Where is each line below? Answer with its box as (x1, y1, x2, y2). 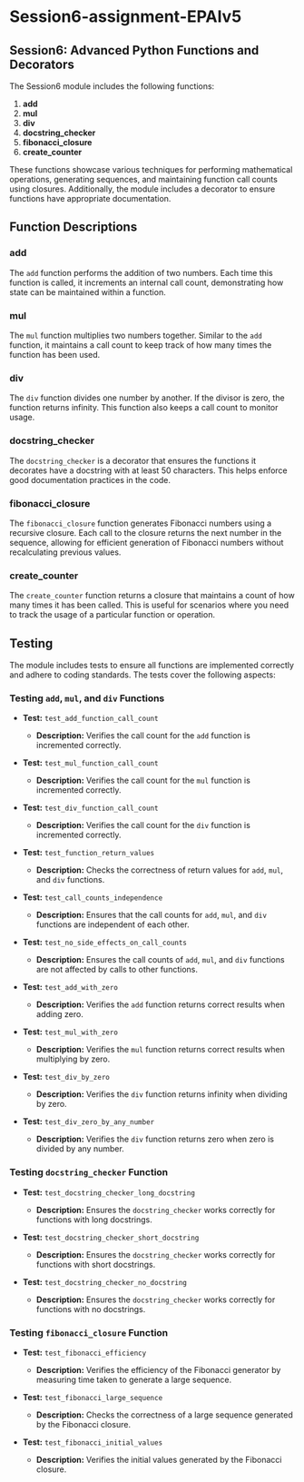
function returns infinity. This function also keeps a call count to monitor (9, 402, 279, 413)
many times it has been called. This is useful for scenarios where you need (9, 599, 289, 610)
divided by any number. (35, 1143, 124, 1154)
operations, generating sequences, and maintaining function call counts (9, 174, 279, 184)
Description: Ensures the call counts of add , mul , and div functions (35, 954, 285, 965)
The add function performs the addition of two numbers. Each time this (9, 267, 274, 278)
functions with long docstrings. (35, 1214, 152, 1225)
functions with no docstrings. (35, 1303, 146, 1314)
